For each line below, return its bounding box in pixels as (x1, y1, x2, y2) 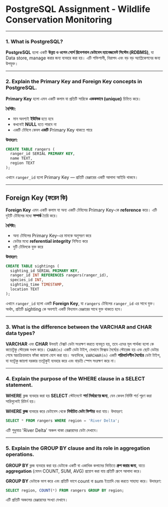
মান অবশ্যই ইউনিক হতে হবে (12, 116, 54, 122)
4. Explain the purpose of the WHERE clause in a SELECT (5, 375, 145, 382)
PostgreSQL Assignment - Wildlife (5, 3, 151, 15)
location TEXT (10, 287, 39, 292)
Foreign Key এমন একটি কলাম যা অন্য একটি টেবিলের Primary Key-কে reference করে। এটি (5, 207, 158, 213)
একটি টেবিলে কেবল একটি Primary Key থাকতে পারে (12, 127, 93, 133)
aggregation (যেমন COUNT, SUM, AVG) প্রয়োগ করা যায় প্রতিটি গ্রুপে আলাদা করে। (5, 468, 143, 474)
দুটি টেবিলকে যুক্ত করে (12, 243, 43, 250)
